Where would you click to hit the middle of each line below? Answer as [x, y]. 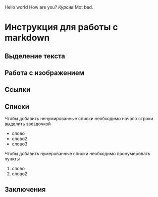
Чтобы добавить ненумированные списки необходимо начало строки [79, 119]
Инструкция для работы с [61, 27]
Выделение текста [35, 56]
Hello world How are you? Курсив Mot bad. [49, 7]
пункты [12, 159]
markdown [27, 38]
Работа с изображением [45, 73]
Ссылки [18, 90]
